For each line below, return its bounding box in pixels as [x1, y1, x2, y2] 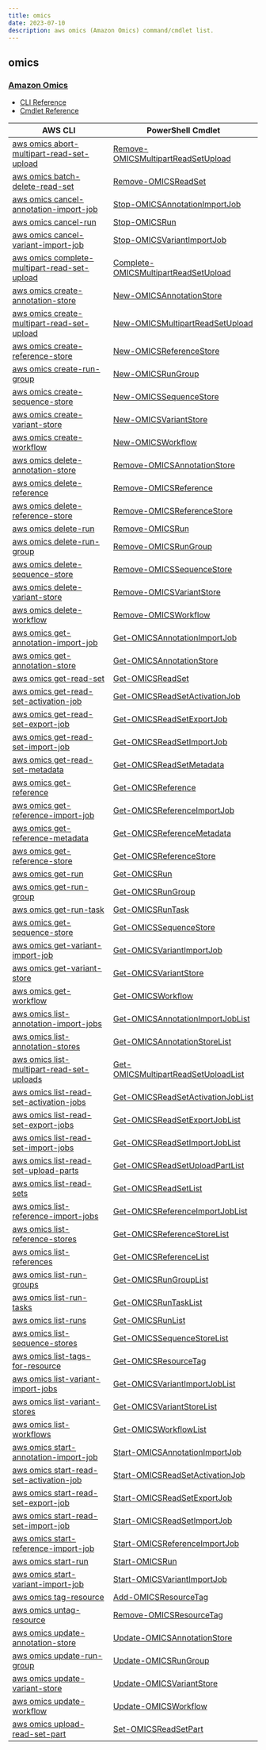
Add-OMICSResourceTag [113, 1592, 208, 1603]
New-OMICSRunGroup [113, 368, 199, 379]
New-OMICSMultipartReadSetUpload [113, 318, 253, 329]
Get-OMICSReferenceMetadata [113, 828, 232, 839]
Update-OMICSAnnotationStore [113, 1633, 233, 1644]
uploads [12, 1074, 43, 1085]
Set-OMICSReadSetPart [113, 1724, 204, 1735]
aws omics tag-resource [12, 1592, 104, 1603]
